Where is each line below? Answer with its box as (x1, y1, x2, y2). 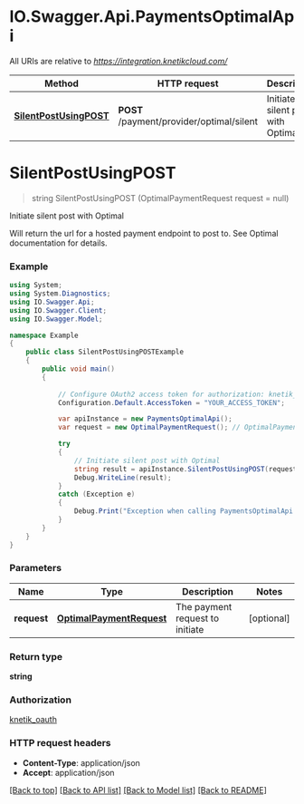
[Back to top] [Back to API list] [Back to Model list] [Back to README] (9, 784, 267, 795)
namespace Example (9, 331, 79, 340)
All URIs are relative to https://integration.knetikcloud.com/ (9, 55, 228, 66)
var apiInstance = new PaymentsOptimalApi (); (57, 414, 233, 423)
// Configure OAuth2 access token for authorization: (57, 390, 265, 399)
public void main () (42, 364, 116, 373)
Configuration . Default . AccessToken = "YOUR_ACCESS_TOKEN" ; (57, 398, 285, 407)
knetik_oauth (9, 714, 57, 725)
